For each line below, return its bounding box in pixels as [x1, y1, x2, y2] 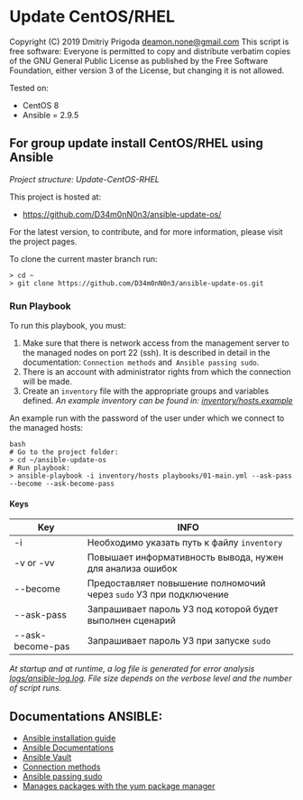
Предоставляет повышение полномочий [87, 577, 266, 590]
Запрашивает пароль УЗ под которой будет [87, 603, 279, 616]
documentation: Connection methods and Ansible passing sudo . [22, 357, 260, 367]
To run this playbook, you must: [9, 321, 126, 331]
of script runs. [9, 683, 62, 693]
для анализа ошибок [87, 563, 178, 575]
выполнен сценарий [87, 614, 176, 627]
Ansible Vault [22, 752, 72, 763]
